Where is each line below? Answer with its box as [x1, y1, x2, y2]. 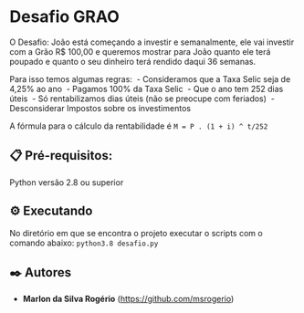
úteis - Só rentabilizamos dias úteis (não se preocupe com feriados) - [9, 93, 276, 104]
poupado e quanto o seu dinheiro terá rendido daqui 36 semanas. [9, 56, 257, 67]
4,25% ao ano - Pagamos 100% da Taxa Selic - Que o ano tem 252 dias [9, 83, 284, 94]
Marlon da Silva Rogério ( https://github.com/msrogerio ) [22, 294, 235, 305]
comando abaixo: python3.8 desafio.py [9, 237, 159, 248]
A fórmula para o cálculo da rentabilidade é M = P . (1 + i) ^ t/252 [9, 120, 268, 131]
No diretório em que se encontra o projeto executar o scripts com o [9, 227, 263, 238]
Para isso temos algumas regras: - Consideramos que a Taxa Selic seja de [9, 73, 291, 84]
